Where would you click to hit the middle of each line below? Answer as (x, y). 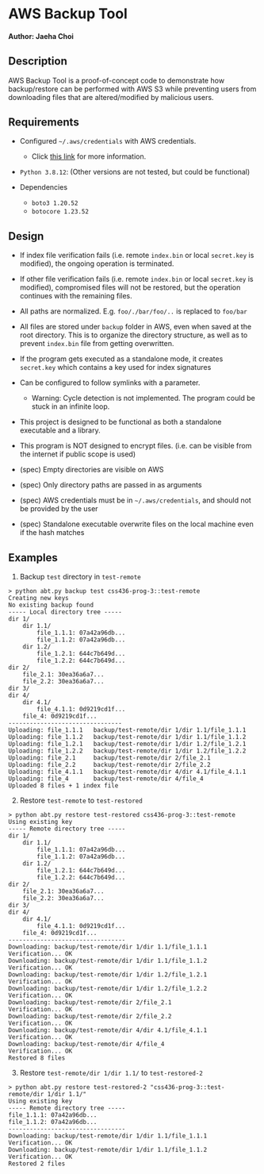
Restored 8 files (37, 1058)
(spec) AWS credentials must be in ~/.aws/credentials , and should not (135, 500)
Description (38, 62)
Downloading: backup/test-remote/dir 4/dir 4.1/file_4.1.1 (108, 1030)
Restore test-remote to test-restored (81, 801)
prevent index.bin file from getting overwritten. (97, 344)
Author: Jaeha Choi (41, 36)
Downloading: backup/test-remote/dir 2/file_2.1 (90, 1003)
